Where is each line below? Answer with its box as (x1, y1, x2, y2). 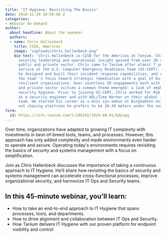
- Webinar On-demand (5, 21, 48, 26)
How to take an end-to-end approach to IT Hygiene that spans (12, 205, 139, 211)
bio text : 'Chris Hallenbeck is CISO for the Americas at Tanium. (14, 53, 154, 58)
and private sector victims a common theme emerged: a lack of (18, 85, 152, 90)
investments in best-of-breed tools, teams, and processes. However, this (5, 131, 153, 137)
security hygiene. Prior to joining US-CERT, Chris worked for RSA (18, 90, 161, 95)
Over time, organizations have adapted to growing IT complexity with (5, 126, 146, 132)
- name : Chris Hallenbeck (9, 39, 63, 44)
